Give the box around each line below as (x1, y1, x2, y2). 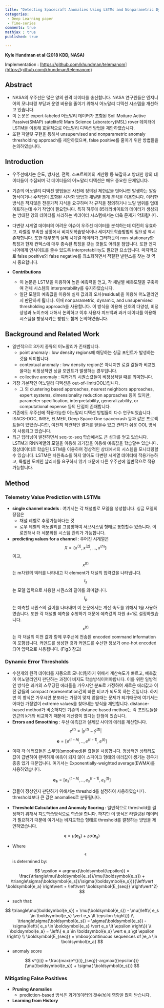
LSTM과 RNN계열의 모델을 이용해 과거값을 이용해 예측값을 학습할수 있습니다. (12, 440, 159, 446)
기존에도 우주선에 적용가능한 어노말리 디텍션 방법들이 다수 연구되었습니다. (12, 410, 152, 415)
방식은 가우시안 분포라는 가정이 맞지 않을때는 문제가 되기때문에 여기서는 (22, 694, 159, 700)
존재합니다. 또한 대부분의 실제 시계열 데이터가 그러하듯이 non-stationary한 (12, 235, 154, 241)
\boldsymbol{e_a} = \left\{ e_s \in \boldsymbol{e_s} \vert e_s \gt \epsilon (9, 928, 155, 934)
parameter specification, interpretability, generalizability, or (19, 398, 139, 404)
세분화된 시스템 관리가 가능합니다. (41, 530, 106, 535)
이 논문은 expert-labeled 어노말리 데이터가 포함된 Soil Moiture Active (12, 113, 146, 119)
